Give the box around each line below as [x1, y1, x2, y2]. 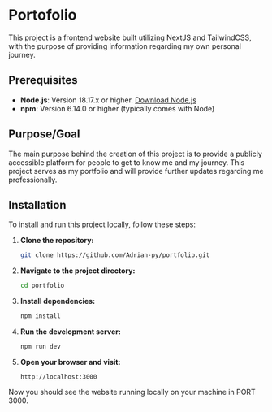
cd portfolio [19, 282, 65, 290]
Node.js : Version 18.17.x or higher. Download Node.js [19, 95, 197, 105]
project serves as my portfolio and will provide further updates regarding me [8, 166, 264, 176]
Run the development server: [19, 327, 122, 336]
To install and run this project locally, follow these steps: [8, 219, 196, 229]
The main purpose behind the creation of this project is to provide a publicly [8, 149, 262, 158]
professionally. [8, 175, 58, 184]
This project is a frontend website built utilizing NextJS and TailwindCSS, [8, 33, 252, 42]
